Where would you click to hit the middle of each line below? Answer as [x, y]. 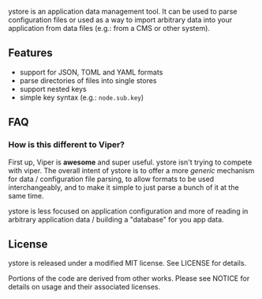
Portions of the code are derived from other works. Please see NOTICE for [129, 278]
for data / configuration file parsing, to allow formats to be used [111, 179]
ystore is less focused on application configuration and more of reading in [128, 211]
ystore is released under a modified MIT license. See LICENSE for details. [127, 263]
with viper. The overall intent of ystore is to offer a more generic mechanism [131, 170]
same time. [26, 195]
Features [30, 53]
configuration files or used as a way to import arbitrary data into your [120, 20]
